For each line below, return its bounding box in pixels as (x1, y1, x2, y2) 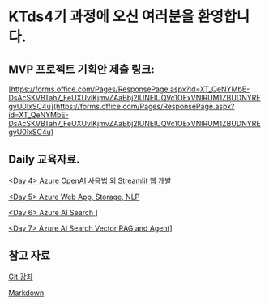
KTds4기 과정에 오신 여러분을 (8, 7, 194, 26)
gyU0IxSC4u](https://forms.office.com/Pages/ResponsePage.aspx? (8, 102, 235, 111)
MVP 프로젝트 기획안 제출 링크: (8, 62, 156, 76)
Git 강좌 (8, 272, 34, 282)
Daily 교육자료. (8, 153, 80, 167)
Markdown (8, 288, 45, 298)
